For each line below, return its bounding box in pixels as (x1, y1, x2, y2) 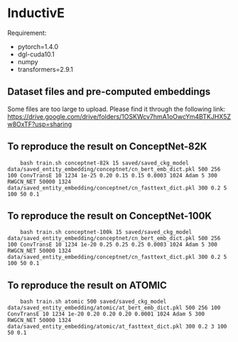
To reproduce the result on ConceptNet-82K (7, 140, 207, 152)
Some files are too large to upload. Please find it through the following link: (7, 105, 226, 113)
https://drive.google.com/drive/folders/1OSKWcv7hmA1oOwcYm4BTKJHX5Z (7, 112, 232, 120)
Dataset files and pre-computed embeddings (7, 85, 211, 98)
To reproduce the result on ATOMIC (7, 279, 167, 291)
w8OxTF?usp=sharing (7, 120, 72, 128)
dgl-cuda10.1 (17, 50, 55, 58)
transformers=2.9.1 (17, 65, 73, 73)
